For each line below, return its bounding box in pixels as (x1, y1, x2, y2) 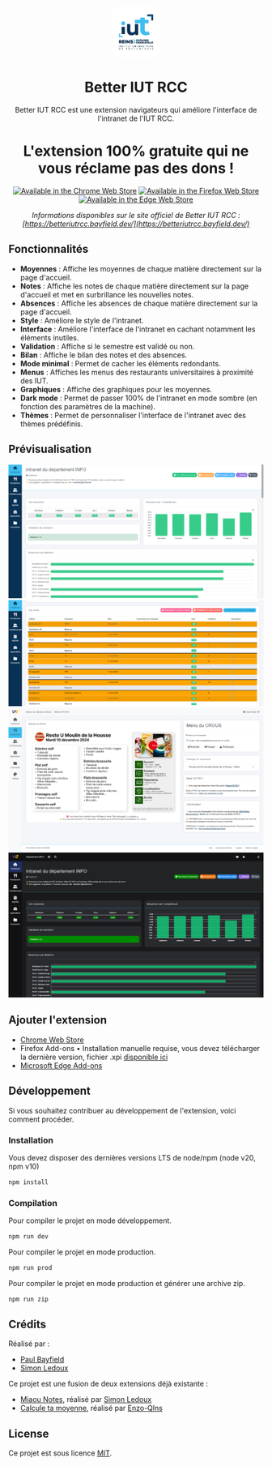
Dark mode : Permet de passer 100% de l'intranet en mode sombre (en (19, 393, 257, 403)
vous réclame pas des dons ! (37, 160, 235, 177)
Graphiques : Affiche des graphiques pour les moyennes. (19, 384, 213, 394)
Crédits (8, 1318, 47, 1331)
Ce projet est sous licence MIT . (8, 1448, 113, 1458)
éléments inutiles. (19, 332, 79, 342)
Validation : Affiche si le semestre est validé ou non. (19, 341, 195, 351)
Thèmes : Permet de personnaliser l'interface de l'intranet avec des (19, 410, 247, 420)
